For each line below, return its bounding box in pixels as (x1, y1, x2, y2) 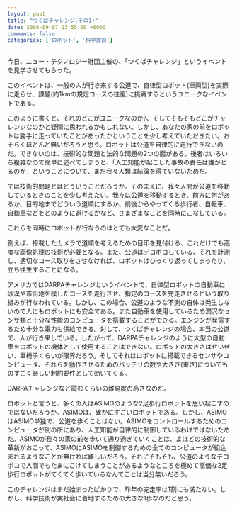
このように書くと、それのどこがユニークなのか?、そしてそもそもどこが (7, 114, 214, 123)
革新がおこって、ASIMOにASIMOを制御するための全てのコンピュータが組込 (7, 444, 227, 452)
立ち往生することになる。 (7, 265, 82, 274)
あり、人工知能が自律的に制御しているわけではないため (69, 426, 231, 435)
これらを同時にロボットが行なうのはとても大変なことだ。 (7, 224, 175, 233)
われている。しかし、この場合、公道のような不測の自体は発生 (37, 298, 218, 307)
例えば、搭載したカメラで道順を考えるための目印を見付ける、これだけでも (7, 239, 224, 247)
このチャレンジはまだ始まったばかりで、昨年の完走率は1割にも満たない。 (7, 485, 221, 493)
